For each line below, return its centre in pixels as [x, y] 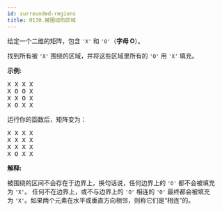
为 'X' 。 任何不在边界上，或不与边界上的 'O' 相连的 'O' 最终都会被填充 [109, 192]
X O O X [20, 91]
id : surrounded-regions [42, 14]
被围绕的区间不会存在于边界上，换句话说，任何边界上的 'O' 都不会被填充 [111, 182]
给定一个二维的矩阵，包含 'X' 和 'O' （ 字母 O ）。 [76, 41]
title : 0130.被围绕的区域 [42, 20]
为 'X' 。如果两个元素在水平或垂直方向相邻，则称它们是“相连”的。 [101, 200]
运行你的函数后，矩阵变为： [47, 119]
